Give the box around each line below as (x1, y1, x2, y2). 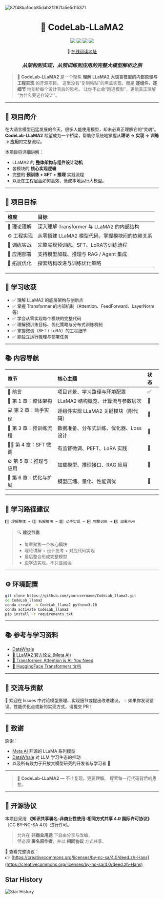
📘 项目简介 (5, 112, 37, 121)
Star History (5, 876, 43, 884)
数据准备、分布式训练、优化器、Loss (57, 425, 142, 432)
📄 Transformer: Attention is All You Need (12, 658, 94, 664)
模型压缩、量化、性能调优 (57, 478, 116, 485)
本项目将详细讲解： (5, 149, 44, 155)
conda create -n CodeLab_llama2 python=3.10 (5, 602, 97, 607)
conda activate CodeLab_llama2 (5, 607, 69, 612)
